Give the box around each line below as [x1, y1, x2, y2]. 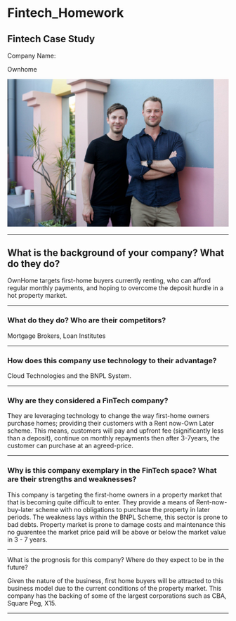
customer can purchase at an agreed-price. [7, 441, 133, 450]
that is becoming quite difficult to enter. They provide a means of [7, 497, 195, 506]
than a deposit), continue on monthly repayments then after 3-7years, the [7, 434, 220, 443]
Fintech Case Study [7, 33, 96, 45]
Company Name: [7, 51, 56, 60]
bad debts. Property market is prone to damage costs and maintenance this [7, 520, 226, 528]
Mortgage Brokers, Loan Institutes [7, 332, 106, 340]
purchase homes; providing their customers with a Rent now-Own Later [7, 419, 214, 428]
